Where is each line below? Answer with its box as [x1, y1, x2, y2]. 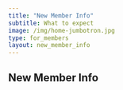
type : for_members [8, 33, 69, 42]
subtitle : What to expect [8, 19, 94, 27]
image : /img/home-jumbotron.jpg [8, 26, 115, 34]
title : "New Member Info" [8, 11, 94, 20]
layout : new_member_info [8, 41, 90, 49]
